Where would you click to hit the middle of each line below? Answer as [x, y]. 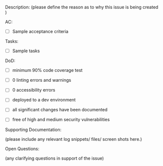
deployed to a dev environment [44, 100]
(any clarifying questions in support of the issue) [55, 158]
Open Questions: [22, 149]
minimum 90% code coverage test [47, 70]
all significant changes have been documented [60, 110]
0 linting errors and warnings [42, 80]
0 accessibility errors [34, 90]
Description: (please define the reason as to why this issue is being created [82, 7]
